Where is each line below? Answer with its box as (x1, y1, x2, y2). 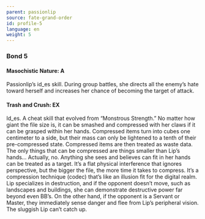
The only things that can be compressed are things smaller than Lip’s (6, 147, 181, 155)
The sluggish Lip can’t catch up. (6, 206, 88, 213)
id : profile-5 (6, 20, 43, 26)
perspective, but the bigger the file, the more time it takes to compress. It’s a (6, 166, 199, 174)
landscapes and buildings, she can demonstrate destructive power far (6, 186, 183, 193)
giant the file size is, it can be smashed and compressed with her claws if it (6, 121, 196, 128)
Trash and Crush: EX (6, 101, 60, 108)
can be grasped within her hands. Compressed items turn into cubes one (6, 128, 191, 135)
